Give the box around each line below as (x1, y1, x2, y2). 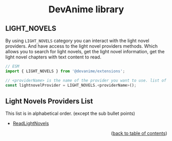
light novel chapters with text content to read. (5, 54, 102, 60)
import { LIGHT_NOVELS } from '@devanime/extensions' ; (5, 68, 125, 74)
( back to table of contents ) (111, 130, 167, 136)
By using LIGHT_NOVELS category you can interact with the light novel (5, 37, 150, 44)
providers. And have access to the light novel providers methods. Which (5, 43, 158, 49)
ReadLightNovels (12, 120, 49, 127)
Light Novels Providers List (5, 96, 93, 106)
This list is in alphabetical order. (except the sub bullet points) (5, 110, 135, 116)
